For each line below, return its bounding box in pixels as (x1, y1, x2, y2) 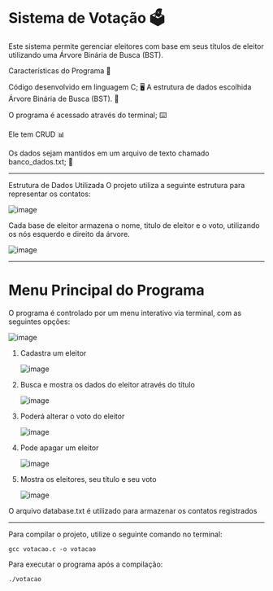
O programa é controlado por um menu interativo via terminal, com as (8, 308, 242, 317)
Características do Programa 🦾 (8, 65, 111, 76)
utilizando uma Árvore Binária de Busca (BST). (8, 50, 164, 59)
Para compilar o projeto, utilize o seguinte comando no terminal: (8, 529, 223, 539)
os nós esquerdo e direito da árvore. (8, 229, 130, 239)
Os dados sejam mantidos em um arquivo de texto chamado (8, 148, 210, 158)
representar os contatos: (8, 189, 91, 199)
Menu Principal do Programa (8, 281, 205, 300)
